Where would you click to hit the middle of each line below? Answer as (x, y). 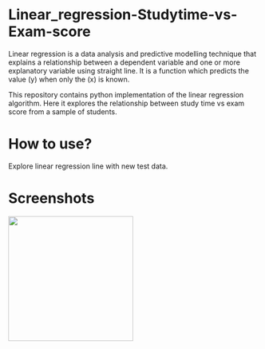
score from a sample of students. (63, 111)
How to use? (50, 144)
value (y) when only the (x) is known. (69, 79)
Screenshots (51, 198)
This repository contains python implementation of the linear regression (126, 94)
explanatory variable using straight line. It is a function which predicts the (129, 70)
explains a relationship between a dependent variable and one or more (125, 62)
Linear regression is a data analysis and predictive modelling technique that (132, 54)
